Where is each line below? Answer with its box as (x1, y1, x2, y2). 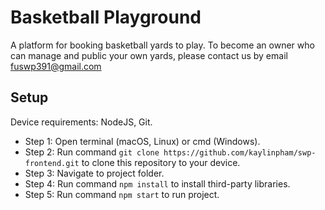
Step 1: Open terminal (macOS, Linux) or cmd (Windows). (24, 135, 261, 147)
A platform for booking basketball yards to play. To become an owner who (10, 39, 315, 51)
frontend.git (24, 158, 80, 168)
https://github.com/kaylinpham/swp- (163, 147, 317, 158)
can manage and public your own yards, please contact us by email (10, 49, 288, 61)
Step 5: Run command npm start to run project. (24, 188, 220, 200)
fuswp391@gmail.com (10, 60, 102, 72)
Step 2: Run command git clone (24, 146, 160, 158)
